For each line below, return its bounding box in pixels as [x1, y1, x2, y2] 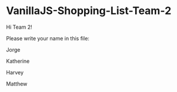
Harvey [6, 69, 24, 76]
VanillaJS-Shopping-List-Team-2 [6, 4, 172, 18]
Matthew [6, 80, 28, 87]
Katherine [6, 57, 30, 64]
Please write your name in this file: [6, 35, 90, 42]
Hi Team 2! [6, 23, 32, 30]
